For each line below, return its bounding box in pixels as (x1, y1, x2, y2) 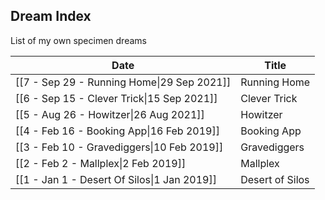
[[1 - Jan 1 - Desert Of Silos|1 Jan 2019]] (15, 172, 217, 186)
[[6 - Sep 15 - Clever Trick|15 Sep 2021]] (15, 91, 218, 105)
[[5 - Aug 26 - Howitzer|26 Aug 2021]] (15, 107, 205, 121)
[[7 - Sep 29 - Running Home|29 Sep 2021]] (15, 75, 232, 89)
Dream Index (10, 8, 92, 25)
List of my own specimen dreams (10, 34, 147, 46)
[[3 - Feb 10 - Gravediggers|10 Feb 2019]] (15, 140, 224, 154)
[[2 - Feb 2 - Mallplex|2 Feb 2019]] (15, 156, 187, 170)
